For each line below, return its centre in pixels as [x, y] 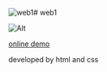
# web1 [45, 13]
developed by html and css [53, 59]
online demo [29, 44]
